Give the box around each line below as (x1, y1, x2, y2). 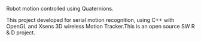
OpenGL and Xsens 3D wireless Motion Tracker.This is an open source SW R (6, 23, 195, 30)
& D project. (6, 29, 36, 36)
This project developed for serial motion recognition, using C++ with (6, 17, 175, 23)
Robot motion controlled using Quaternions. (6, 5, 114, 12)
